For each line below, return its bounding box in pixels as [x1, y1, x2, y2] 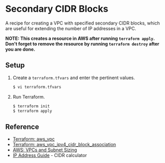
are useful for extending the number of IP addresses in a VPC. [5, 25, 136, 31]
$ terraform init [12, 103, 50, 109]
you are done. [5, 46, 36, 52]
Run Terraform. [12, 94, 45, 100]
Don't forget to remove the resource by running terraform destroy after [5, 40, 160, 46]
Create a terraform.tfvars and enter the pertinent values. [12, 75, 135, 81]
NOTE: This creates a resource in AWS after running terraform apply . [5, 35, 155, 41]
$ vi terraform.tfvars [12, 84, 61, 89]
